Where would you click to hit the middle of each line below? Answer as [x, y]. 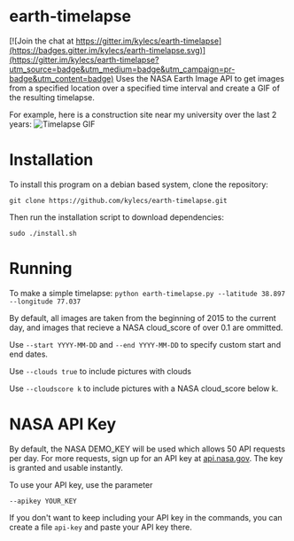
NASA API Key [63, 424]
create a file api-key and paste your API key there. [101, 527]
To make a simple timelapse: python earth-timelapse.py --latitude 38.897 [147, 293]
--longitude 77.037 [45, 302]
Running [41, 269]
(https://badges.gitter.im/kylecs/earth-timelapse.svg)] [108, 50]
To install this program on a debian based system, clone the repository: [139, 184]
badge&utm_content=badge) [62, 78]
